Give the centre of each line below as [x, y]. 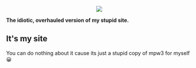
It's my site [27, 39]
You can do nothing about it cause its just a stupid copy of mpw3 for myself [98, 53]
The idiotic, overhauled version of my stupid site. [68, 20]
